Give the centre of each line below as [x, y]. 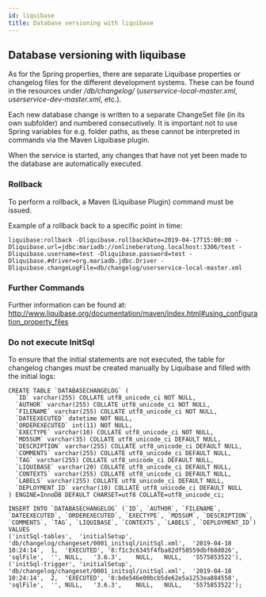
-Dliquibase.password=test [141, 254]
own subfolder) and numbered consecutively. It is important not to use [123, 123]
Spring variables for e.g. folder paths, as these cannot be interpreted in [124, 132]
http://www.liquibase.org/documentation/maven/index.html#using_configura [133, 313]
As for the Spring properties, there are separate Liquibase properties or [125, 74]
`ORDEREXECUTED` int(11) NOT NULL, [74, 426]
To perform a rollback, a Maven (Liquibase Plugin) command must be [121, 201]
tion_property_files [38, 321]
